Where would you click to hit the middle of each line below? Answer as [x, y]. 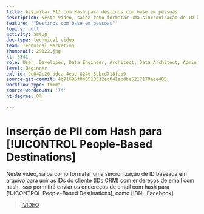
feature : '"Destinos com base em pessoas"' [62, 23]
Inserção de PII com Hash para [84, 131]
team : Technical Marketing [40, 46]
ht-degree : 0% [24, 96]
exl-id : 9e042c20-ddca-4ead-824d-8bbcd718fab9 [66, 74]
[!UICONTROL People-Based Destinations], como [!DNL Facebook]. [91, 193]
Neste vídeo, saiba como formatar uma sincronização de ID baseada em [97, 173]
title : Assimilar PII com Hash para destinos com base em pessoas [92, 12]
